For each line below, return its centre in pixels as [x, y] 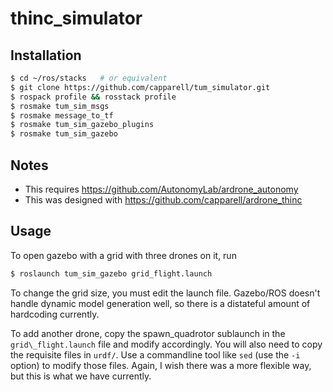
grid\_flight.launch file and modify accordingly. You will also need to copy [166, 344]
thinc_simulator [76, 18]
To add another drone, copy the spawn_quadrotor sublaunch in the [148, 333]
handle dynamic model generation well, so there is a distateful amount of [160, 303]
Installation [46, 55]
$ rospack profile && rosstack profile [93, 97]
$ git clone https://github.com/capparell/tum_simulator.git [140, 87]
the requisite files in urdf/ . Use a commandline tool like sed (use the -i [155, 354]
